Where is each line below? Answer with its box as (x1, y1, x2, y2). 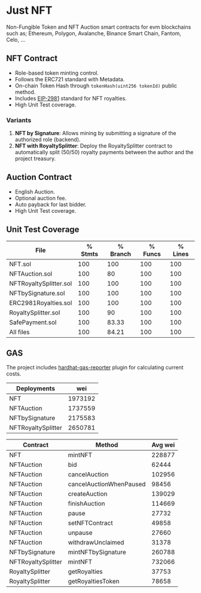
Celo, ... (6, 36, 26, 43)
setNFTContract (68, 519, 113, 527)
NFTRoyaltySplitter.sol (9, 279, 72, 288)
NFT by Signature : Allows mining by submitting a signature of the (14, 130, 176, 137)
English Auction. (14, 188, 56, 195)
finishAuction (68, 500, 106, 508)
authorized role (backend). (14, 136, 81, 143)
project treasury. (14, 155, 56, 162)
